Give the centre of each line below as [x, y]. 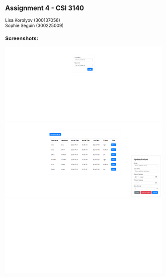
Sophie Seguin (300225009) [34, 25]
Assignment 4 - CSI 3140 [45, 8]
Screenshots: [22, 38]
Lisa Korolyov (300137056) [33, 20]
